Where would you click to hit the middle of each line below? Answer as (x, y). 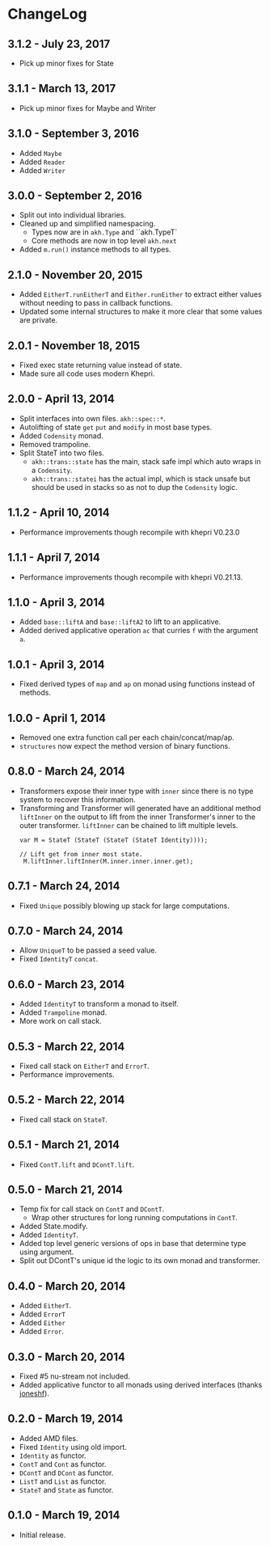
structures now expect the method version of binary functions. (125, 746)
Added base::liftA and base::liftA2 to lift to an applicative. (120, 622)
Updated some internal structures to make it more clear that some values (141, 311)
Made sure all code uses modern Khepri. (87, 374)
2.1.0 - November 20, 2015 (75, 275)
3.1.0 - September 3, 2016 (74, 134)
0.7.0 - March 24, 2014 (65, 931)
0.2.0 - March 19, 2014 (65, 1419)
